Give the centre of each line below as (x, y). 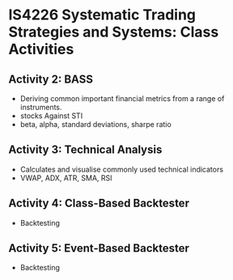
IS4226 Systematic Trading (102, 15)
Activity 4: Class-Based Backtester (99, 204)
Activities (41, 49)
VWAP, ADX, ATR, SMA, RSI (66, 178)
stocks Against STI (51, 116)
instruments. (41, 107)
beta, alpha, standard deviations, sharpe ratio (95, 124)
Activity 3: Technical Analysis (85, 150)
